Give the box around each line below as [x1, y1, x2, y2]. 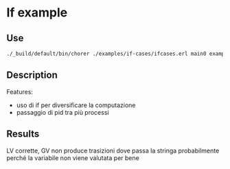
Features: [6, 87, 34, 95]
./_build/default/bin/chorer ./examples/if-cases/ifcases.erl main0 [6, 50, 207, 57]
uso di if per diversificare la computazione [16, 101, 136, 109]
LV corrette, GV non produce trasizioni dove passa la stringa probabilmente [6, 146, 220, 155]
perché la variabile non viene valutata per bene [6, 153, 140, 162]
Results [6, 128, 40, 140]
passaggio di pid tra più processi [16, 108, 109, 116]
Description [6, 69, 58, 81]
